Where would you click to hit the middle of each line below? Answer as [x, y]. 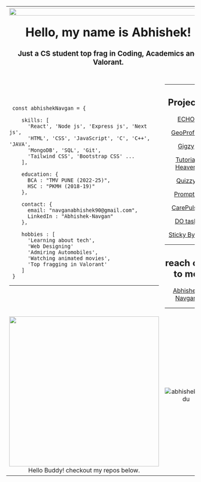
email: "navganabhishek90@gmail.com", [83, 210]
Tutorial [186, 160]
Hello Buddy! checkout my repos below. [84, 470]
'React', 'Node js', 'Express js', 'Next [88, 126]
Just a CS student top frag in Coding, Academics [101, 54]
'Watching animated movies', [69, 258]
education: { [40, 174]
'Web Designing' [51, 246]
